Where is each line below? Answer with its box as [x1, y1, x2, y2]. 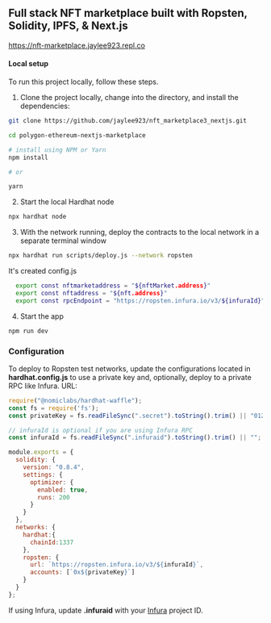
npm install [8, 153, 48, 161]
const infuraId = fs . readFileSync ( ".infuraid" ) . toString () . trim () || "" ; [8, 433, 262, 442]
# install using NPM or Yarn [8, 145, 106, 154]
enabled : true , [37, 486, 89, 494]
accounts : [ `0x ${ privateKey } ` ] [29, 568, 135, 576]
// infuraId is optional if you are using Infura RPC [8, 426, 194, 434]
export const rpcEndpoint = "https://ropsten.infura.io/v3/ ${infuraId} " [15, 296, 265, 305]
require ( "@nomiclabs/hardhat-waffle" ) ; [8, 396, 143, 404]
